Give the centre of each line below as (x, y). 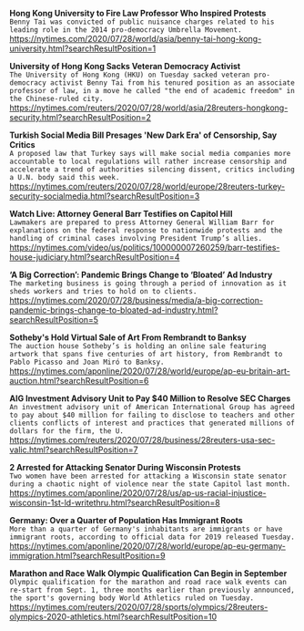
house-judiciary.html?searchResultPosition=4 (95, 257)
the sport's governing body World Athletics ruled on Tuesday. (132, 598)
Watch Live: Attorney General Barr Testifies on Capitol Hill (121, 214)
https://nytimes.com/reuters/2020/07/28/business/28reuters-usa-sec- (142, 440)
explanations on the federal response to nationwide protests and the (146, 231)
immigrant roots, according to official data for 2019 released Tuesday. (152, 537)
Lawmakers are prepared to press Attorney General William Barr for (142, 222)
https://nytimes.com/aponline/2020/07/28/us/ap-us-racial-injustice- (138, 493)
